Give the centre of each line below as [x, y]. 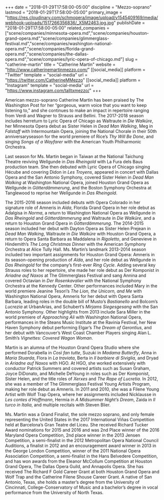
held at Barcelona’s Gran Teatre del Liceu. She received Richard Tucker [77, 425]
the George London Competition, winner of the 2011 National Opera [73, 451]
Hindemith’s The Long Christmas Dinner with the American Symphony [76, 244]
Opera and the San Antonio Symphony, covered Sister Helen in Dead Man [80, 177]
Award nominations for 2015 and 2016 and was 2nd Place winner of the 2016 [82, 430]
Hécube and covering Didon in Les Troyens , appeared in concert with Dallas [82, 172]
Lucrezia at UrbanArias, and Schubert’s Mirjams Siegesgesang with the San [82, 307]
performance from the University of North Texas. [54, 492]
